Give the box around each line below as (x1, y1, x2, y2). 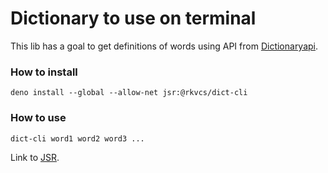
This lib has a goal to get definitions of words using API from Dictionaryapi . (10, 40, 319, 52)
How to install (10, 65, 78, 79)
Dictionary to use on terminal (10, 7, 257, 30)
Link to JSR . (10, 151, 60, 163)
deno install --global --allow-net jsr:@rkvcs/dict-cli (10, 88, 248, 98)
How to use (10, 111, 67, 125)
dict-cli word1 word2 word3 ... (10, 133, 145, 144)
